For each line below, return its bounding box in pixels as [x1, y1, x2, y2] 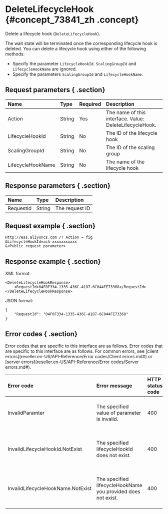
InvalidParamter [7, 410, 45, 416]
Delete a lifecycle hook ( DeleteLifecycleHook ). [5, 30, 100, 36]
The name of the [105, 158, 145, 165]
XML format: [5, 271, 31, 277]
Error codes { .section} [5, 330, 78, 338]
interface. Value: [105, 115, 144, 122]
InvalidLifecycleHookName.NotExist [7, 485, 91, 492]
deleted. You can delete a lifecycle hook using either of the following [5, 45, 146, 51]
